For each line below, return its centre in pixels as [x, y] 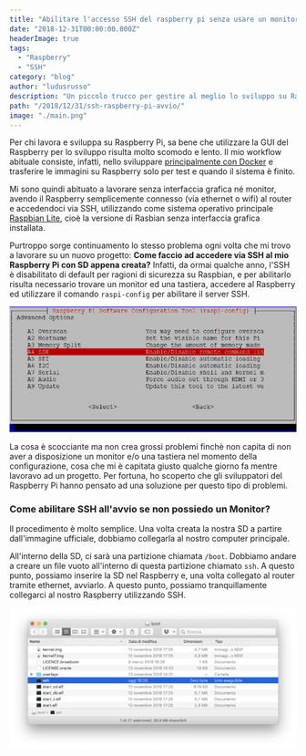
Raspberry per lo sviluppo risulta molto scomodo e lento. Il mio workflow [146, 152]
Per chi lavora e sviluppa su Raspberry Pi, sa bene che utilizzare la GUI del [149, 142]
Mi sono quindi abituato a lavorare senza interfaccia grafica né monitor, [143, 189]
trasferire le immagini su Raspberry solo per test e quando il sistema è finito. [153, 171]
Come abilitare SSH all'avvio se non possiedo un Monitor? [140, 509]
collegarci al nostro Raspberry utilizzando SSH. [98, 595]
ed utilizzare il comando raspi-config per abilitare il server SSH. [130, 294]
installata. [27, 228]
